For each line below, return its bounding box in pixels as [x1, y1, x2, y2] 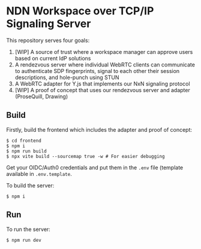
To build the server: [6, 181, 55, 189]
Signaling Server [6, 17, 91, 31]
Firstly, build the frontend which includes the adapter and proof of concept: [6, 126, 193, 133]
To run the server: [6, 226, 51, 233]
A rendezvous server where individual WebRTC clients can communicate [14, 61, 195, 68]
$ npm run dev [6, 237, 42, 243]
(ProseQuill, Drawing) [14, 93, 68, 100]
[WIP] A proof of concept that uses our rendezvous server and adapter [14, 86, 190, 93]
